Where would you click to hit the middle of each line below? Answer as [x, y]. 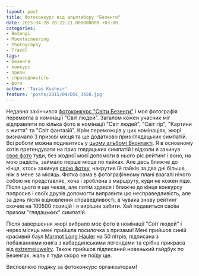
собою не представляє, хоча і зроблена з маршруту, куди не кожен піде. [99, 180]
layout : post [22, 12]
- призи [16, 72]
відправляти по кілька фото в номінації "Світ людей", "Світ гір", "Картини [99, 124]
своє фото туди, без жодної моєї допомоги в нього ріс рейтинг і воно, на [99, 156]
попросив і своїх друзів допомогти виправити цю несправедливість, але [99, 193]
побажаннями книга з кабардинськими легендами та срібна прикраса [96, 242]
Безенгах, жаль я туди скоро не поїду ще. [59, 255]
